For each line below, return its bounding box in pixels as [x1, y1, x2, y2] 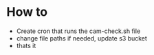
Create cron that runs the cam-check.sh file [16, 27, 141, 35]
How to [6, 4, 48, 20]
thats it [16, 41, 36, 49]
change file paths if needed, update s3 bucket [16, 34, 147, 42]
